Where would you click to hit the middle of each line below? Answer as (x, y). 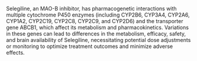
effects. (15, 52)
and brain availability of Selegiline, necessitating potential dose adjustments (98, 40)
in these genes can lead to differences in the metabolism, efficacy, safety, (96, 34)
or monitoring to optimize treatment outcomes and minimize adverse (90, 46)
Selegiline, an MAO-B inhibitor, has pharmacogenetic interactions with (91, 9)
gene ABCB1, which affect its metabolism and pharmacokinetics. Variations (98, 27)
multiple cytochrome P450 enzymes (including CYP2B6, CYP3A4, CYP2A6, (98, 15)
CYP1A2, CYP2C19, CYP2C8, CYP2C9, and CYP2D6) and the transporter (95, 21)
